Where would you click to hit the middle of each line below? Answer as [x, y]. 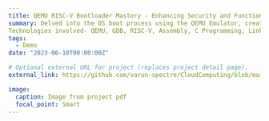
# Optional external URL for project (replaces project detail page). [128, 68]
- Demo [26, 46]
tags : [17, 38]
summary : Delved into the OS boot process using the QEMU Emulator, [125, 23]
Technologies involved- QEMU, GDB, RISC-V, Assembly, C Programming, [127, 30]
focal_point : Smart [48, 104]
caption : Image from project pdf [71, 97]
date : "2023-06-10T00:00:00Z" [59, 53]
